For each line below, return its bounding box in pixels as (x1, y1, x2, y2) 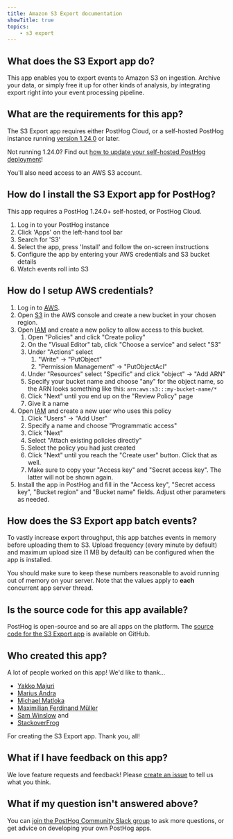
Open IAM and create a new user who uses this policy (17, 407, 172, 415)
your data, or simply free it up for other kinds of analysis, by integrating (7, 81, 211, 90)
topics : (7, 23, 30, 30)
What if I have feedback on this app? (7, 752, 169, 764)
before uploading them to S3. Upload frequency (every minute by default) (7, 541, 218, 549)
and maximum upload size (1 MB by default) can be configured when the (7, 548, 215, 557)
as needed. (17, 495, 50, 503)
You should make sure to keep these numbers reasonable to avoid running (7, 569, 220, 577)
